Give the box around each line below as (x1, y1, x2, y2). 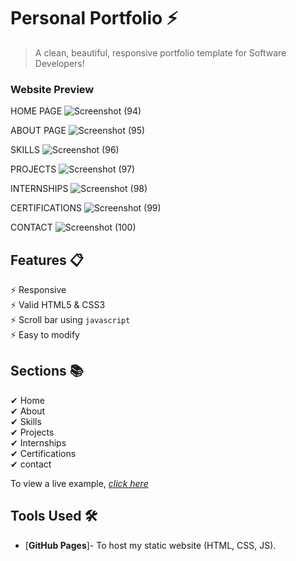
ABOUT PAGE (10, 125, 67, 137)
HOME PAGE (10, 105, 63, 117)
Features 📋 (10, 251, 84, 269)
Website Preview (10, 82, 95, 96)
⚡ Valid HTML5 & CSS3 (10, 299, 106, 311)
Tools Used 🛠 (10, 508, 98, 525)
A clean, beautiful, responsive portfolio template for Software (34, 46, 287, 59)
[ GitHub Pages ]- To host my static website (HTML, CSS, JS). (24, 539, 277, 551)
